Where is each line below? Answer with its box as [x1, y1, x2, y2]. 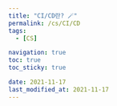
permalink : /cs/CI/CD [8, 19, 81, 27]
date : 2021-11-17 [8, 78, 67, 86]
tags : [8, 26, 26, 35]
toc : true [8, 56, 42, 64]
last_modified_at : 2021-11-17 [8, 85, 110, 93]
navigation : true [8, 49, 67, 57]
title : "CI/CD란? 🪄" [8, 11, 78, 20]
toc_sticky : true [8, 63, 67, 72]
